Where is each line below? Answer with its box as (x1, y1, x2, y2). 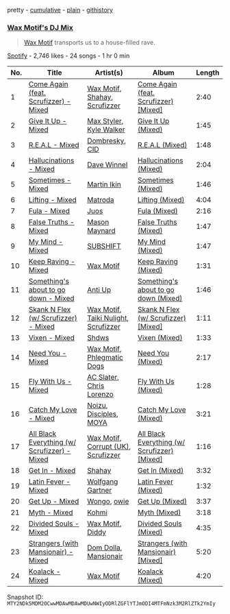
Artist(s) (94, 68, 123, 77)
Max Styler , (86, 116, 124, 126)
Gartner (86, 486, 112, 495)
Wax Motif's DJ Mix (7, 23, 73, 32)
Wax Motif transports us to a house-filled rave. (23, 38, 155, 47)
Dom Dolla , (86, 543, 123, 552)
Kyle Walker (86, 125, 125, 134)
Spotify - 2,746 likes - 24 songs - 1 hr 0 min (7, 51, 130, 60)
